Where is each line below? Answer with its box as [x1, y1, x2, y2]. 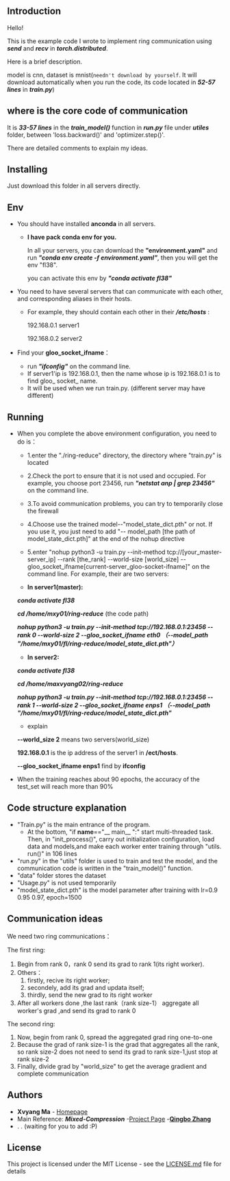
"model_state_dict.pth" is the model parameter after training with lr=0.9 [16, 886, 218, 894]
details [7, 1167, 26, 1176]
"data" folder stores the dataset [16, 871, 106, 879]
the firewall [27, 507, 60, 516]
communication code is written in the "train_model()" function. [16, 864, 193, 872]
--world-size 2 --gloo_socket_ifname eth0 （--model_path [37, 631, 209, 639]
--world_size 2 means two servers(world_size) [16, 735, 150, 744]
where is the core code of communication [7, 105, 188, 117]
